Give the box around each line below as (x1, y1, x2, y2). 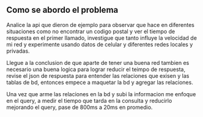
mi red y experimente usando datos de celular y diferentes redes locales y (6, 40, 193, 48)
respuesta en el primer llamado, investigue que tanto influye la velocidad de (6, 34, 197, 42)
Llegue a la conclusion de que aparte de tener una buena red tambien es (6, 59, 190, 66)
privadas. (6, 47, 30, 55)
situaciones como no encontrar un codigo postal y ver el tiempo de (6, 28, 175, 35)
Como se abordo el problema (6, 5, 119, 15)
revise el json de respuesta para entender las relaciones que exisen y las (6, 72, 190, 79)
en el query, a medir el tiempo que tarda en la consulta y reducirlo (6, 97, 172, 104)
